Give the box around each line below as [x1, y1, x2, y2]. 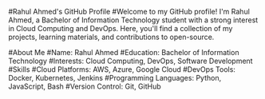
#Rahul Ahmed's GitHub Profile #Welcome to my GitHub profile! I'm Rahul [8, 7, 250, 16]
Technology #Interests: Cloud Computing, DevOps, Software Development [8, 56, 253, 65]
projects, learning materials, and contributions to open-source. [8, 32, 215, 42]
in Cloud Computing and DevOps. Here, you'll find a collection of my [8, 24, 233, 33]
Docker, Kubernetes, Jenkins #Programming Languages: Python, [8, 73, 222, 82]
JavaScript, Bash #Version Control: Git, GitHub [8, 81, 161, 91]
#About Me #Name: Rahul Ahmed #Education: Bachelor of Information [8, 48, 239, 57]
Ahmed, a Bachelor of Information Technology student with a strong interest [8, 15, 259, 25]
